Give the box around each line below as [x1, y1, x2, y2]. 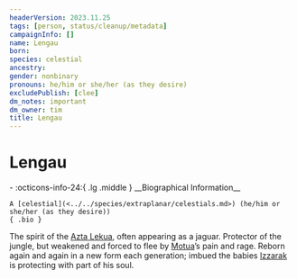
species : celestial [9, 55, 83, 64]
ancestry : [9, 64, 47, 73]
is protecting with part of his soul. [9, 260, 135, 271]
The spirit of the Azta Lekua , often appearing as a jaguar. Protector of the [9, 231, 282, 242]
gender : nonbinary [9, 72, 79, 81]
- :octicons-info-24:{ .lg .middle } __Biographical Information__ [9, 182, 241, 193]
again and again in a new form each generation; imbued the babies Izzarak [9, 250, 287, 261]
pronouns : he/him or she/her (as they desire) [9, 80, 188, 89]
